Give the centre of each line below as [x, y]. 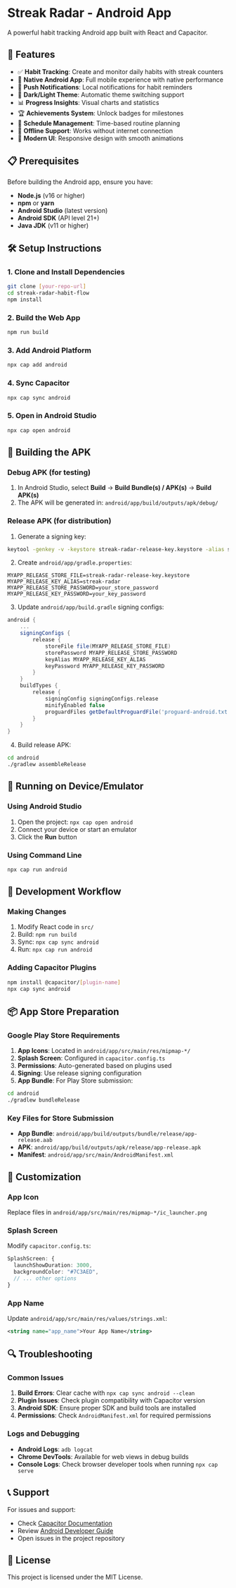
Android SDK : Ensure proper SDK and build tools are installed [107, 1408]
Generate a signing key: [52, 536]
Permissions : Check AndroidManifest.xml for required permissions [114, 1415]
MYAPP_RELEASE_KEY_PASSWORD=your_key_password [77, 594]
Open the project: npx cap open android [75, 822]
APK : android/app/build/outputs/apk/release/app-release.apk [109, 1147]
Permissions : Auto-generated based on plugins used [94, 1066]
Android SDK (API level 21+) [58, 218]
